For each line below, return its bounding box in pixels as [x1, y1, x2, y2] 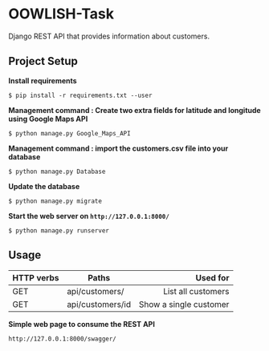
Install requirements [8, 75, 78, 85]
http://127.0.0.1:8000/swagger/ [8, 334, 116, 343]
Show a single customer [139, 298, 230, 309]
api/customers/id [67, 298, 132, 309]
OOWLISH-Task [8, 5, 115, 23]
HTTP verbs [12, 272, 59, 283]
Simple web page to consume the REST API [8, 319, 155, 329]
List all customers [163, 285, 230, 297]
